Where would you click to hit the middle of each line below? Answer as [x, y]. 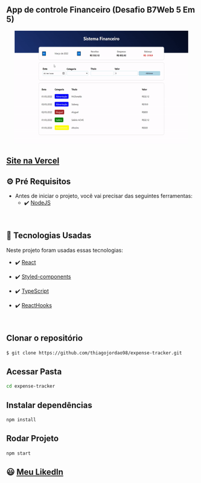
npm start [19, 453]
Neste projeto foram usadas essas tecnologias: [65, 250]
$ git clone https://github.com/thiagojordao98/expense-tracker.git [94, 353]
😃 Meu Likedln [35, 472]
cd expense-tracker [31, 386]
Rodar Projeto [33, 439]
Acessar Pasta [34, 372]
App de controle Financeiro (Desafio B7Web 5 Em [101, 10]
